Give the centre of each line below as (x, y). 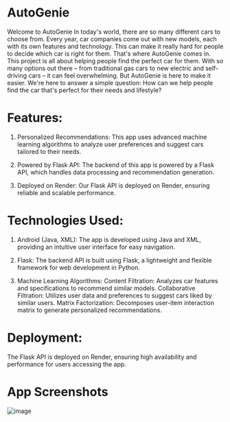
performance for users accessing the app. (67, 364)
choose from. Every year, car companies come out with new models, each (112, 38)
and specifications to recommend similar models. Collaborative (106, 288)
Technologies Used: (65, 221)
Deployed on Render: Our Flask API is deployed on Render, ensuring (113, 185)
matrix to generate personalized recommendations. (90, 310)
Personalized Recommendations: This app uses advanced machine (112, 137)
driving (17, 75)
